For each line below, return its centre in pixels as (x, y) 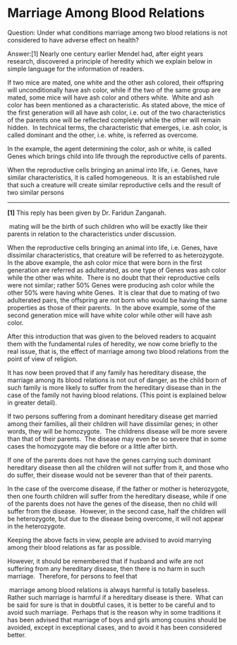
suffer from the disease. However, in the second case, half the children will (117, 511)
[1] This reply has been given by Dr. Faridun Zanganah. (87, 213)
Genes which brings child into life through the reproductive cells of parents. (117, 156)
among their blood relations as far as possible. (75, 547)
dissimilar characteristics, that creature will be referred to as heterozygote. (116, 255)
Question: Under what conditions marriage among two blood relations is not (117, 32)
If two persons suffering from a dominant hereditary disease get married (113, 416)
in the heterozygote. (36, 526)
